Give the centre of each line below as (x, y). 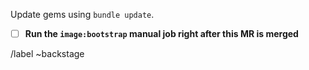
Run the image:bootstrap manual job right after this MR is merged (161, 33)
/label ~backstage (47, 54)
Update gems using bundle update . (82, 14)
